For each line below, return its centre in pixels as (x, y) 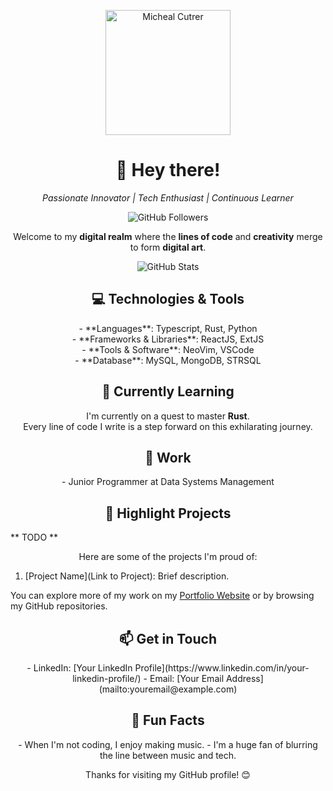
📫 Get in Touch (168, 638)
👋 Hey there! (168, 170)
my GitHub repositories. (59, 606)
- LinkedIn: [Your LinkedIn (79, 668)
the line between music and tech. (168, 755)
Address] (244, 678)
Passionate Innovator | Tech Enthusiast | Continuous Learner (168, 197)
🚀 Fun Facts (168, 720)
